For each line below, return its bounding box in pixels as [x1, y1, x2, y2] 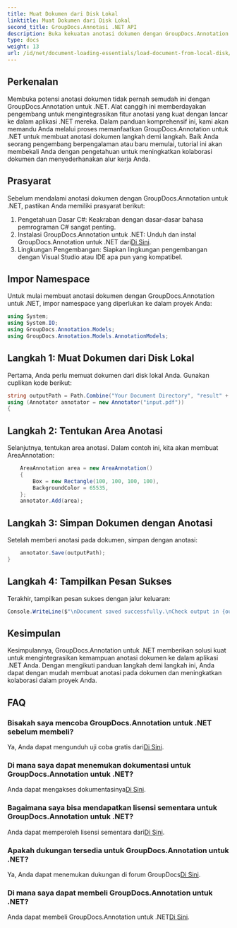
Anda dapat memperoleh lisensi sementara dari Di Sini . [7, 828, 165, 836]
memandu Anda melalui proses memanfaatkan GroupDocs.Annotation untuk [7, 124, 229, 133]
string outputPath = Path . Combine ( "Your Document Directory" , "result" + [7, 392, 229, 399]
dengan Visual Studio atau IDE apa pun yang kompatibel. [17, 252, 183, 261]
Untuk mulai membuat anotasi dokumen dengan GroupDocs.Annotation [7, 292, 215, 300]
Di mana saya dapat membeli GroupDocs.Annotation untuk [7, 888, 213, 898]
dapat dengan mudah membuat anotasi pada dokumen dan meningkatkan [7, 669, 222, 677]
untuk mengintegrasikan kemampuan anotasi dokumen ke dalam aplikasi [7, 654, 219, 662]
